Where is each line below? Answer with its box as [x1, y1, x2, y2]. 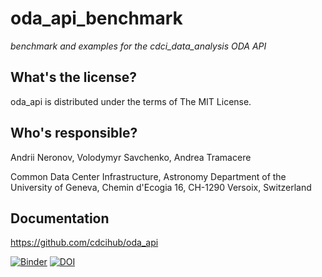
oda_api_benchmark [10, 7, 183, 30]
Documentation [10, 210, 110, 227]
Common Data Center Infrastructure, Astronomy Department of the [10, 170, 287, 182]
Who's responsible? [10, 125, 138, 142]
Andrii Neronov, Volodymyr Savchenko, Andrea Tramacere [10, 151, 252, 163]
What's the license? [10, 69, 138, 86]
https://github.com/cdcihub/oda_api [10, 237, 159, 249]
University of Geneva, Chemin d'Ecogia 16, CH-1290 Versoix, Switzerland [10, 181, 312, 193]
